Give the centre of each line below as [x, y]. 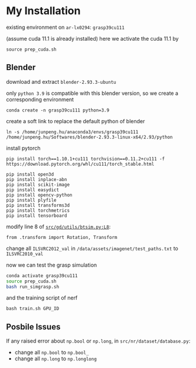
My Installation [43, 11]
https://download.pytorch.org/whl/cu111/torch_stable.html [80, 164]
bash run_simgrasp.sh [33, 287]
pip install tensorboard [37, 216]
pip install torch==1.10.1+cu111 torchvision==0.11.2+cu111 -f [86, 159]
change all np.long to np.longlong [56, 359]
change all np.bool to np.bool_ [52, 353]
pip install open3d [30, 174]
